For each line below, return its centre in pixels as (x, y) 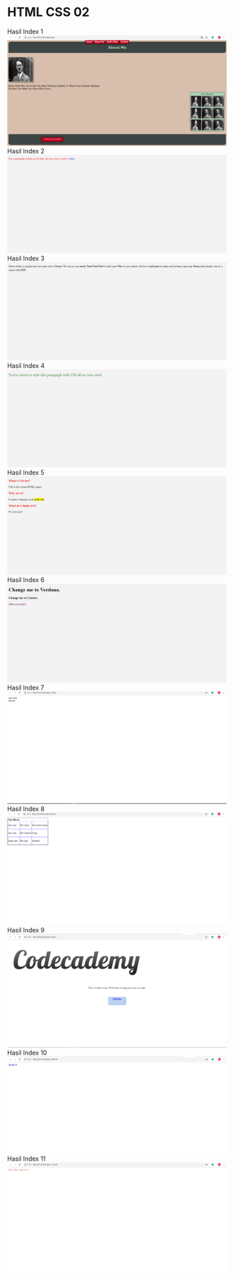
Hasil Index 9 (26, 930)
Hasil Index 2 (26, 151)
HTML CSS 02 (48, 12)
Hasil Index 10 (27, 1052)
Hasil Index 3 (26, 258)
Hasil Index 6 (26, 580)
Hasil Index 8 (26, 809)
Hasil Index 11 (26, 1159)
